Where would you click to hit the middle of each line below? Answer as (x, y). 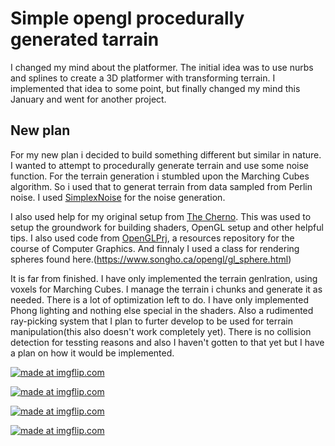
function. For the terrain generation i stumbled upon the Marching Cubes (160, 176)
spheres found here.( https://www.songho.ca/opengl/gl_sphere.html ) (151, 259)
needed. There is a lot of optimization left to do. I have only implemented (159, 299)
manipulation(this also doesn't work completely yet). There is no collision (161, 331)
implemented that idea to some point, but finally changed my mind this (155, 88)
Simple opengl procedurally (127, 18)
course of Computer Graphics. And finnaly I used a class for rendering (155, 248)
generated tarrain (85, 39)
